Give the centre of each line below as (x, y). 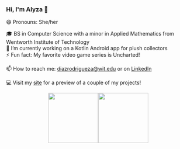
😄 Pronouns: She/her (32, 22)
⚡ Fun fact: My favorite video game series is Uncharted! (73, 55)
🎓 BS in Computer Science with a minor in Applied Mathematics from (90, 34)
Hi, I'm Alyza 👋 (27, 9)
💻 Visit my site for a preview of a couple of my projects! (74, 83)
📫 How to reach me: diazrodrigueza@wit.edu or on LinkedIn (79, 69)
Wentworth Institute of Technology (48, 42)
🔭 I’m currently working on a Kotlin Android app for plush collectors (87, 48)
